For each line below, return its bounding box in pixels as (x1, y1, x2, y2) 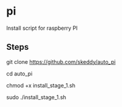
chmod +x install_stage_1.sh (6, 81, 76, 89)
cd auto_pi (6, 70, 33, 77)
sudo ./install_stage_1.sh (6, 93, 67, 101)
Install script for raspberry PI (6, 24, 78, 32)
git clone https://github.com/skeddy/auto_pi (6, 58, 116, 65)
